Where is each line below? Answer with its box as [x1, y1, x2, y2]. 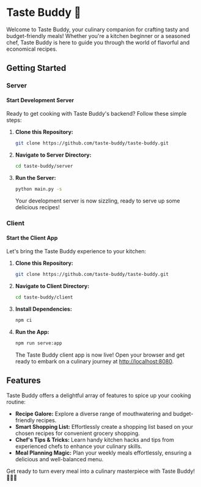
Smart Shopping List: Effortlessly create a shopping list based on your [15, 423, 194, 430]
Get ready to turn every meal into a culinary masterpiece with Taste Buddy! [6, 467, 196, 475]
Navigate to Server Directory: [15, 151, 92, 158]
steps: [6, 116, 22, 124]
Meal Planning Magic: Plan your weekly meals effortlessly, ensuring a [15, 449, 192, 456]
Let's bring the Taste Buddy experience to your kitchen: [6, 248, 147, 255]
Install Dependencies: [15, 305, 72, 313]
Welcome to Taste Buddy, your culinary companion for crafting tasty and [6, 26, 189, 33]
